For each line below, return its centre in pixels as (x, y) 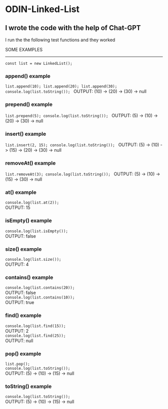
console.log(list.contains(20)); (40, 288)
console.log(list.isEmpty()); (37, 231)
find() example (23, 316)
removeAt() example (30, 163)
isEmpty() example (28, 221)
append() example (28, 76)
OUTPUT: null (19, 341)
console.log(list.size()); (33, 260)
